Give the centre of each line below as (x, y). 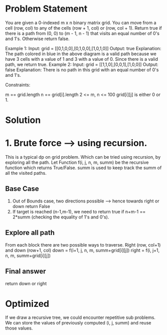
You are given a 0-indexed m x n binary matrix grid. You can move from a (81, 23)
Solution (23, 120)
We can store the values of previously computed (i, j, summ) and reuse (78, 323)
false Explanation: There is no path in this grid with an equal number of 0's (82, 70)
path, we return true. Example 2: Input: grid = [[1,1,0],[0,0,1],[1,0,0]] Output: (82, 64)
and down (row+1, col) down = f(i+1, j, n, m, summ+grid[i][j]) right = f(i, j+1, (82, 250)
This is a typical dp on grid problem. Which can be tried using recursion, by (83, 157)
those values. (19, 328)
